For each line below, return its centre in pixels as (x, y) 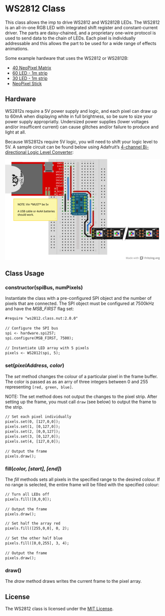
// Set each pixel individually (38, 417)
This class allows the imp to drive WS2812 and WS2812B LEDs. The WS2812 (82, 22)
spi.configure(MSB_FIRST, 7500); (39, 338)
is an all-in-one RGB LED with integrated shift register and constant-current (82, 27)
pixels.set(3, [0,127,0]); (33, 436)
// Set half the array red (33, 523)
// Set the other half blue (34, 538)
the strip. (14, 407)
